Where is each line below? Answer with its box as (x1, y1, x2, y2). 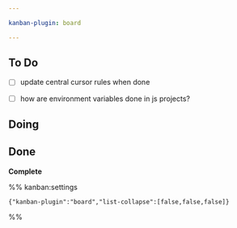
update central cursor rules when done (19, 78, 150, 87)
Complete (8, 167, 43, 176)
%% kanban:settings (8, 182, 78, 192)
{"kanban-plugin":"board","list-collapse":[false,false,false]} (8, 197, 230, 206)
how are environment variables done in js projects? (19, 94, 190, 103)
